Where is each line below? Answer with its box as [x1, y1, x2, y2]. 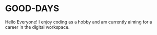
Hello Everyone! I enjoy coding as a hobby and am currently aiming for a [5, 19, 153, 25]
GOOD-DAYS [5, 3, 59, 14]
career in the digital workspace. [5, 24, 70, 30]
